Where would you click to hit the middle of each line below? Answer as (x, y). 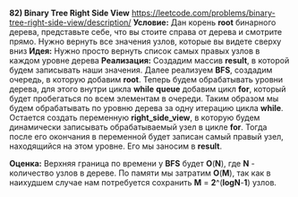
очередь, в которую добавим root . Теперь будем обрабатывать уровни (146, 79)
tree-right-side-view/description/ (70, 22)
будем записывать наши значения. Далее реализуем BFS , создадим (141, 70)
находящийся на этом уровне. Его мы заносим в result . (116, 146)
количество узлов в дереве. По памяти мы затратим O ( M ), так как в (140, 173)
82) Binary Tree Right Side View (69, 13)
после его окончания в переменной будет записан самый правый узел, (146, 137)
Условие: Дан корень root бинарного (204, 22)
